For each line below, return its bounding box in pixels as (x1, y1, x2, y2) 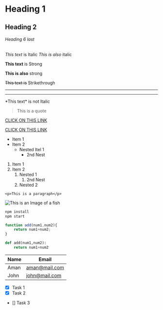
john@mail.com (26, 272, 62, 279)
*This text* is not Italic (5, 98, 50, 104)
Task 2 (12, 290, 26, 296)
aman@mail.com (26, 264, 65, 271)
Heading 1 (5, 3, 46, 15)
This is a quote (16, 108, 47, 114)
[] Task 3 (12, 300, 30, 306)
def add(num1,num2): (5, 240, 47, 246)
